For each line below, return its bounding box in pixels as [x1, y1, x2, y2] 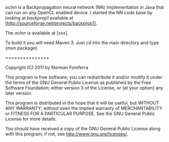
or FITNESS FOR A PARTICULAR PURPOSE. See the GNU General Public [5, 110, 155, 116]
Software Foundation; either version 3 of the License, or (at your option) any [5, 85, 163, 91]
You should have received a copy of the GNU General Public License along [5, 125, 160, 131]
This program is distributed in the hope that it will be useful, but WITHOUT [5, 100, 159, 106]
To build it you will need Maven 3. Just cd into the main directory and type [5, 40, 159, 46]
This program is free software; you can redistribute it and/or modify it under [5, 74, 163, 80]
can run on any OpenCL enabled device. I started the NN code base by [5, 10, 153, 16]
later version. [5, 90, 33, 96]
